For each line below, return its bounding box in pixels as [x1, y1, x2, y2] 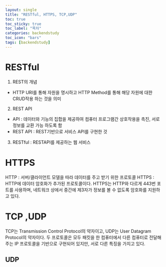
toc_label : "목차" [5, 26, 42, 31]
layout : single [5, 7, 37, 13]
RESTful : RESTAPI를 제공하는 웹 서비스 [12, 139, 91, 145]
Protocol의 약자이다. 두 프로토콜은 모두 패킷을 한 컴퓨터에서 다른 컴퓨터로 [5, 234, 148, 240]
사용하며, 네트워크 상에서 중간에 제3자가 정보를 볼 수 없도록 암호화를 [14, 186, 147, 193]
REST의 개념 [12, 79, 38, 85]
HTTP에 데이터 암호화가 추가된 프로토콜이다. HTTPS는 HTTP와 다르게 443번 [5, 180, 156, 186]
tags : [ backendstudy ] [5, 40, 51, 45]
